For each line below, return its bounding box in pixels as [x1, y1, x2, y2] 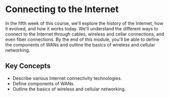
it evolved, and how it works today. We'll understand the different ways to [5, 25, 158, 31]
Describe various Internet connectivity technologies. [12, 75, 122, 81]
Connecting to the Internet [5, 4, 119, 15]
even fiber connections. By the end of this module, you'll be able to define [5, 36, 159, 42]
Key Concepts [5, 62, 51, 70]
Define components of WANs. [12, 80, 75, 86]
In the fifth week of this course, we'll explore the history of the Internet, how [5, 20, 163, 26]
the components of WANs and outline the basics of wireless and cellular [5, 41, 156, 47]
